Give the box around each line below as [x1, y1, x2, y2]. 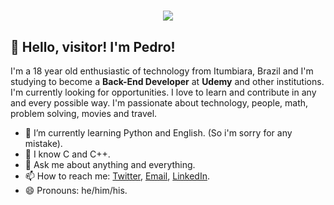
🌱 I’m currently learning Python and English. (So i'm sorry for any [24, 127, 293, 139]
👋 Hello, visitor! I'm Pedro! [10, 38, 176, 55]
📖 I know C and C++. [24, 148, 111, 160]
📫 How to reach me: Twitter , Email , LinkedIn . [24, 170, 210, 182]
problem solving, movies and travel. [10, 108, 158, 119]
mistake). [24, 138, 63, 149]
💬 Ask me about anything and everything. [24, 159, 196, 170]
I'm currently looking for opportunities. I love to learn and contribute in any [10, 86, 317, 98]
